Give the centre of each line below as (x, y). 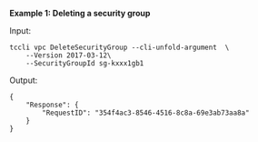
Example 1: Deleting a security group (80, 13)
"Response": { (52, 105)
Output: (24, 80)
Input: (20, 30)
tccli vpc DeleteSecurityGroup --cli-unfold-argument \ (119, 47)
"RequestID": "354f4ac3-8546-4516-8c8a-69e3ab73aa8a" (146, 113)
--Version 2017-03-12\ (69, 56)
